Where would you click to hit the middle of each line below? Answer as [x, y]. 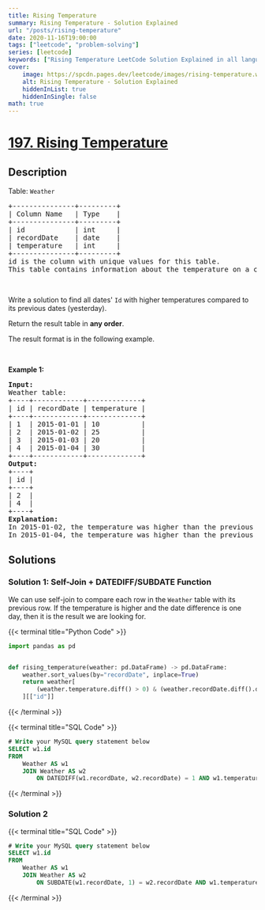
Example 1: [26, 370]
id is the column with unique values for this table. [114, 262]
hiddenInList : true [54, 89]
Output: [23, 464]
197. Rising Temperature [88, 143]
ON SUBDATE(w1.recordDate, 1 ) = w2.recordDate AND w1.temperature [148, 882]
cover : [19, 67]
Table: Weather [32, 191]
